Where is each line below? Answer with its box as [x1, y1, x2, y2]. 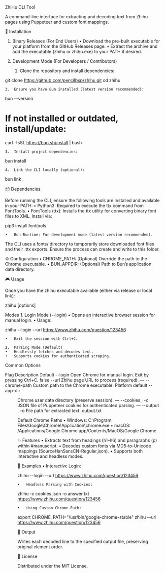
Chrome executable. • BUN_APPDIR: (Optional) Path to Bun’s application [5, 261, 152, 267]
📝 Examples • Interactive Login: [17, 463, 81, 469]
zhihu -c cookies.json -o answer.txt [17, 491, 90, 496]
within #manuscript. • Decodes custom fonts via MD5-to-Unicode [17, 443, 151, 449]
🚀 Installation [5, 29, 32, 34]
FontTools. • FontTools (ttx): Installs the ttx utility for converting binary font [5, 207, 157, 214]
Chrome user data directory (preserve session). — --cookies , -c [17, 397, 149, 403]
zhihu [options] [5, 302, 36, 308]
